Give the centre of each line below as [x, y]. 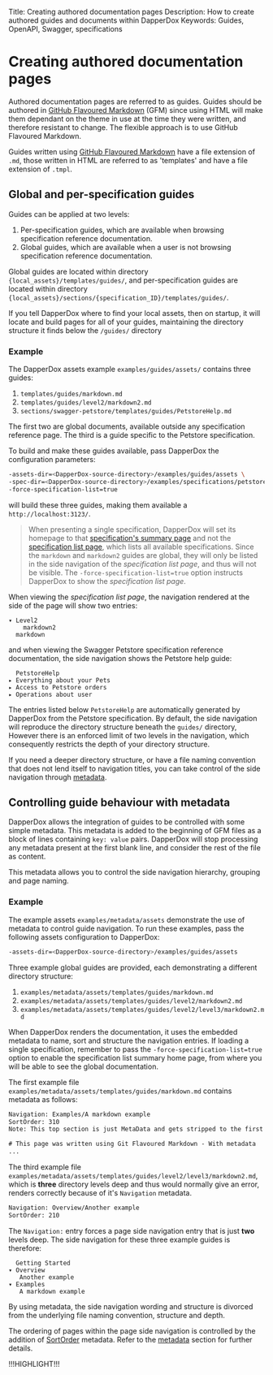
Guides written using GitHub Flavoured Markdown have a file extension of [132, 151]
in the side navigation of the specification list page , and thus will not [143, 564]
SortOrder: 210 [34, 1215]
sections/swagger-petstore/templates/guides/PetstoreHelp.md [126, 412]
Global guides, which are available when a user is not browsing [126, 247]
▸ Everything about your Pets [60, 680]
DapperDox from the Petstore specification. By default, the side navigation [133, 718]
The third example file [45, 1167]
